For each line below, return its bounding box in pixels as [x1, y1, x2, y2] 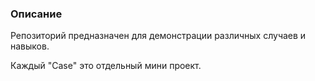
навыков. [10, 40, 50, 52]
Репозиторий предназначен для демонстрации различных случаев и [10, 30, 307, 42]
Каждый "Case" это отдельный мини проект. [10, 60, 202, 72]
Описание [10, 7, 63, 21]
